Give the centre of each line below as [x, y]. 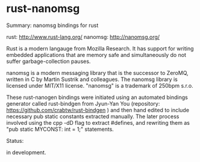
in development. [26, 152]
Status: [15, 140]
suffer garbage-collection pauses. [48, 61]
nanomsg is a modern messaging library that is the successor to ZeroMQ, [97, 73]
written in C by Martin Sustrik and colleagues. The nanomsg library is [92, 79]
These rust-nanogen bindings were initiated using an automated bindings [97, 97]
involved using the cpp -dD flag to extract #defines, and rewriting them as [98, 122]
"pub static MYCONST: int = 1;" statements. [60, 129]
